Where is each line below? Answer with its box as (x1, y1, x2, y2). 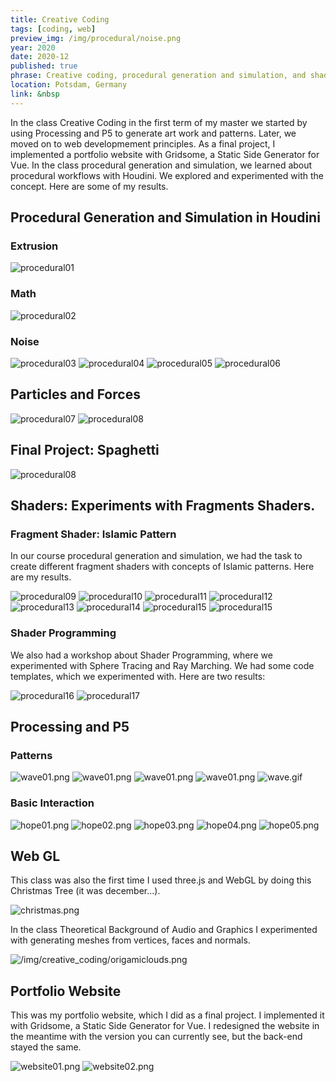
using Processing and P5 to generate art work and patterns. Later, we (10, 127, 297, 139)
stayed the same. (10, 1041, 82, 1053)
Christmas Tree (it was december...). (10, 885, 161, 897)
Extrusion (10, 239, 59, 253)
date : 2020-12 (10, 52, 70, 62)
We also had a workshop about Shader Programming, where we (10, 649, 273, 661)
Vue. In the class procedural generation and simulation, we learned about (10, 159, 313, 171)
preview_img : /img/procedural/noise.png (10, 33, 182, 43)
